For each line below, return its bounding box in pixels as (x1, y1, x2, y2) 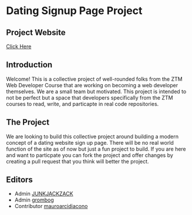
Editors (6, 175, 33, 185)
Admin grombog (14, 196, 54, 203)
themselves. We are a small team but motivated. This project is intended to (6, 88, 187, 95)
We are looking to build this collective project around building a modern (6, 133, 179, 140)
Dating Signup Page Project (6, 4, 143, 18)
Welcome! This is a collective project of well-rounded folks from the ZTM (6, 75, 183, 83)
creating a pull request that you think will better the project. (6, 158, 149, 165)
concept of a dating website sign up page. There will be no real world (6, 139, 174, 146)
